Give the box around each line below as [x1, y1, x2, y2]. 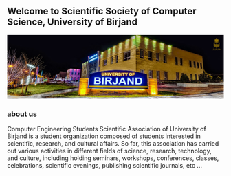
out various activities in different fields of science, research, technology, [7, 147, 212, 155]
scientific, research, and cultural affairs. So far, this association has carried [7, 140, 219, 148]
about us [7, 109, 38, 119]
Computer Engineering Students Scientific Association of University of [7, 125, 206, 133]
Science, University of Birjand [7, 16, 138, 28]
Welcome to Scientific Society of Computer [7, 5, 197, 17]
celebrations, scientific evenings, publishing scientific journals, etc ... [7, 162, 203, 170]
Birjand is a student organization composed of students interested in [7, 132, 201, 140]
